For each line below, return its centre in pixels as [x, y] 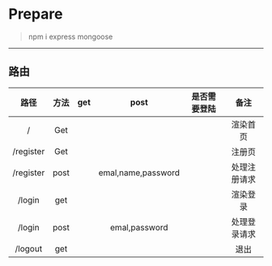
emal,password [139, 227]
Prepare [36, 14]
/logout [29, 248]
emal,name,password [139, 173]
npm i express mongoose [70, 36]
